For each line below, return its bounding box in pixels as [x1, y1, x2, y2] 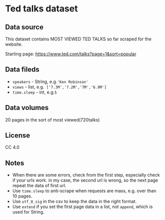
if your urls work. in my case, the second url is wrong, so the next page [12, 177, 158, 183]
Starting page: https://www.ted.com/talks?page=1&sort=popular [5, 51, 137, 57]
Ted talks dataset [5, 3, 78, 14]
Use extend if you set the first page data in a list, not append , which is [12, 204, 153, 210]
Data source [5, 23, 44, 31]
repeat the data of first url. [12, 183, 67, 189]
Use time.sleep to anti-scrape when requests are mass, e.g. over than [12, 188, 157, 194]
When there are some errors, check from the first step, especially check [12, 172, 160, 178]
